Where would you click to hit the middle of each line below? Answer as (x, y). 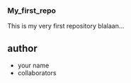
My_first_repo (32, 11)
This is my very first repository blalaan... (66, 26)
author (22, 48)
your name (33, 65)
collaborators (37, 73)
